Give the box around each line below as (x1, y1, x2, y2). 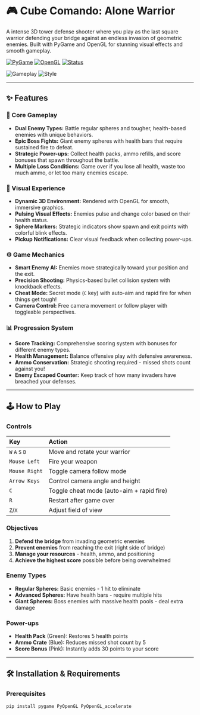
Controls (6, 422, 32, 430)
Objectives (6, 524, 39, 532)
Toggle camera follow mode (48, 467, 127, 475)
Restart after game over (48, 496, 115, 505)
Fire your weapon (48, 458, 98, 466)
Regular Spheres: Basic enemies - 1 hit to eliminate (14, 585, 141, 592)
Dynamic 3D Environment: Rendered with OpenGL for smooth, (14, 197, 170, 204)
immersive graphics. (14, 204, 65, 211)
